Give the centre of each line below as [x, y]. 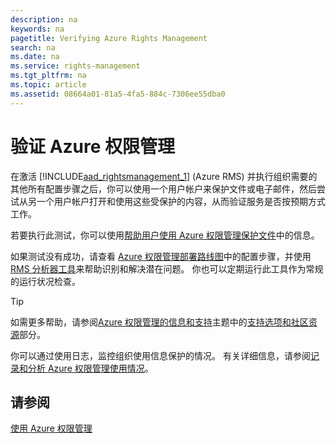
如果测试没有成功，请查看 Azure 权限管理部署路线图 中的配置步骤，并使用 [161, 256]
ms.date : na [35, 57]
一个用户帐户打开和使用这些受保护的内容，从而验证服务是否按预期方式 [181, 201]
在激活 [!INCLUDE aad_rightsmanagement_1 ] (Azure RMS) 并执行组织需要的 [164, 176]
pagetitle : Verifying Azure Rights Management [109, 38]
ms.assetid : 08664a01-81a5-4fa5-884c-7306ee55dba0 [118, 94]
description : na [44, 19]
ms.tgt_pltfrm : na [48, 76]
